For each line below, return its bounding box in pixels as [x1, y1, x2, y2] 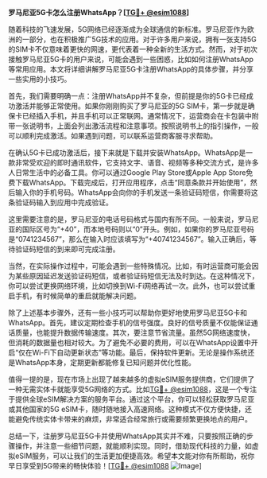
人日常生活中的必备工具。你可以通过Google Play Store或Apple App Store [8, 168, 246, 177]
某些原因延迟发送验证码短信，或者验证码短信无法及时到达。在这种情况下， [14, 271, 259, 281]
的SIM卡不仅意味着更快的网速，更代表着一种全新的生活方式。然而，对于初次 [8, 45, 258, 54]
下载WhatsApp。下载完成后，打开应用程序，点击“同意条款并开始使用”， [14, 178, 250, 187]
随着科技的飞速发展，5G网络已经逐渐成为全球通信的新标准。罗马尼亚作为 [8, 25, 248, 34]
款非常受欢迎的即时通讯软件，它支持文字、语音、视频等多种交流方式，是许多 [8, 158, 259, 167]
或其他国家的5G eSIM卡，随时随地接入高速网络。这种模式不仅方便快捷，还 [8, 405, 253, 414]
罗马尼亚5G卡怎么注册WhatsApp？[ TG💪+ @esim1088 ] [8, 8, 189, 17]
